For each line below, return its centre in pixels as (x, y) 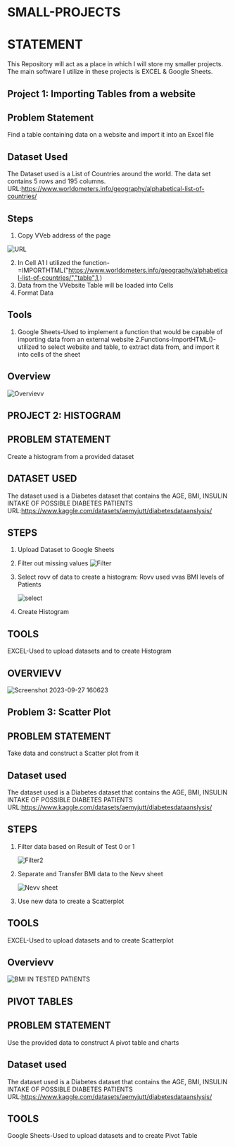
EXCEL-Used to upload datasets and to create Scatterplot (90, 940)
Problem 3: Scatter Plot (59, 712)
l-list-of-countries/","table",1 (58, 277)
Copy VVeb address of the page (64, 235)
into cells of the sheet (49, 354)
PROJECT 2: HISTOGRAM (64, 416)
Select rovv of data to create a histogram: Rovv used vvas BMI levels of (121, 577)
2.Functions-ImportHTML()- (176, 339)
